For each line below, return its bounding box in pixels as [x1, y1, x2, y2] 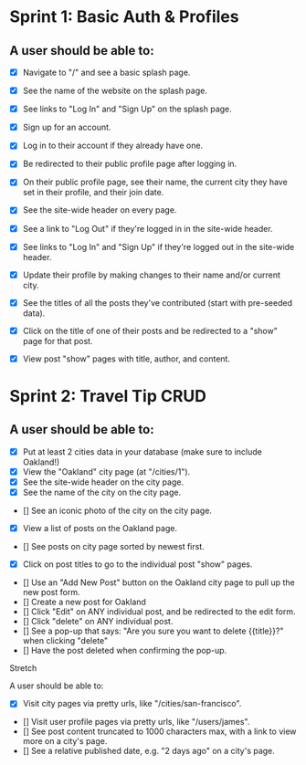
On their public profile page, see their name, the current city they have [22, 176, 288, 188]
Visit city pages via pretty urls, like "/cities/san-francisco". [22, 698, 242, 709]
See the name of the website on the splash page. [22, 85, 207, 97]
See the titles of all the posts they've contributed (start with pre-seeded [22, 297, 292, 308]
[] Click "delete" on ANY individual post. [22, 616, 174, 627]
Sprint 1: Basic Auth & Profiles [9, 6, 239, 27]
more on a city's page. [22, 736, 108, 747]
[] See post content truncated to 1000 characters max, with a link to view [22, 726, 297, 737]
